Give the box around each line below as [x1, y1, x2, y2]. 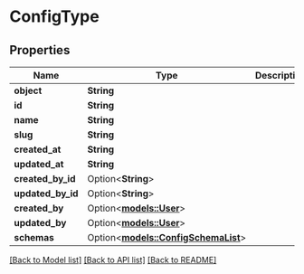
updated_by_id [14, 187, 79, 200]
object [14, 84, 43, 97]
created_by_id [14, 173, 76, 184]
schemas [14, 231, 54, 243]
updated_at [14, 158, 64, 170]
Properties [9, 43, 71, 58]
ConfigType [9, 6, 100, 27]
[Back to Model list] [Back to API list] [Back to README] [9, 255, 217, 265]
